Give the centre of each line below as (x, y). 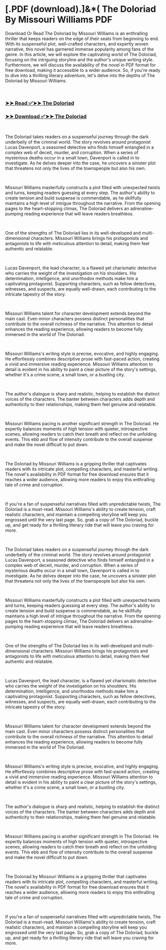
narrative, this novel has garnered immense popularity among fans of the (80, 49)
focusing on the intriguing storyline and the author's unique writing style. (79, 59)
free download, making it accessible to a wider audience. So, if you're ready (83, 70)
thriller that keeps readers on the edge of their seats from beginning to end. (82, 39)
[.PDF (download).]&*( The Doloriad (81, 9)
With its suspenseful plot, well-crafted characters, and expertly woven (77, 44)
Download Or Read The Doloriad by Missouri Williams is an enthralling (76, 33)
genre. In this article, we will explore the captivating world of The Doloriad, (81, 54)
